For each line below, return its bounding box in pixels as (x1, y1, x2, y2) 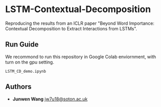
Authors (5, 82, 32, 91)
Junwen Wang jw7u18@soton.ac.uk (12, 96, 88, 102)
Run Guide (5, 40, 39, 49)
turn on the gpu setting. (5, 59, 55, 65)
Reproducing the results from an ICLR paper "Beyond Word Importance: (5, 20, 155, 26)
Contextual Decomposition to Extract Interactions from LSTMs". (5, 25, 137, 31)
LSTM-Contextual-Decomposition (5, 4, 151, 15)
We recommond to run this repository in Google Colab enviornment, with (5, 54, 156, 60)
